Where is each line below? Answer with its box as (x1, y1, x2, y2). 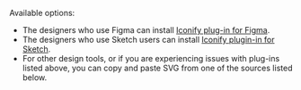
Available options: (9, 8, 75, 18)
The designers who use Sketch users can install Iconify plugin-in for (22, 35, 276, 45)
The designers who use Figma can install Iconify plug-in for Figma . (22, 25, 270, 35)
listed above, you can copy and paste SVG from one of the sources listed (22, 62, 293, 73)
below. (22, 72, 48, 83)
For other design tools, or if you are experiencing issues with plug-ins (22, 53, 280, 63)
